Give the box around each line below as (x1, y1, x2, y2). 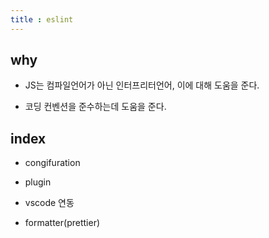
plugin (24, 176, 52, 188)
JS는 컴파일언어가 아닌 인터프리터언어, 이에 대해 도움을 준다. (24, 79, 260, 91)
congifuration (24, 157, 81, 169)
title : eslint (10, 14, 74, 25)
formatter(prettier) (24, 217, 101, 229)
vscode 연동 (24, 197, 75, 209)
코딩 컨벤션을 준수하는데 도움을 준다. (24, 101, 167, 113)
